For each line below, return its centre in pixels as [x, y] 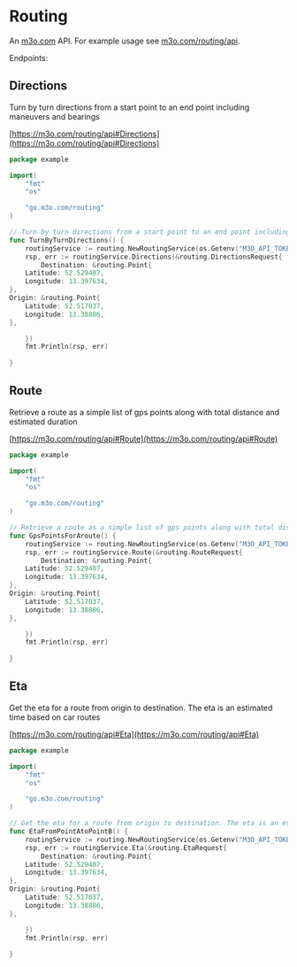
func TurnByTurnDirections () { [67, 240]
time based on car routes [55, 717]
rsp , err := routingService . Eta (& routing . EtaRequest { [126, 847]
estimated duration [43, 422]
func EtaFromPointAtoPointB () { [69, 832]
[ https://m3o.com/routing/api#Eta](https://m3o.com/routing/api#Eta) [134, 734]
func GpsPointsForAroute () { [63, 536]
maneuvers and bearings [54, 116]
